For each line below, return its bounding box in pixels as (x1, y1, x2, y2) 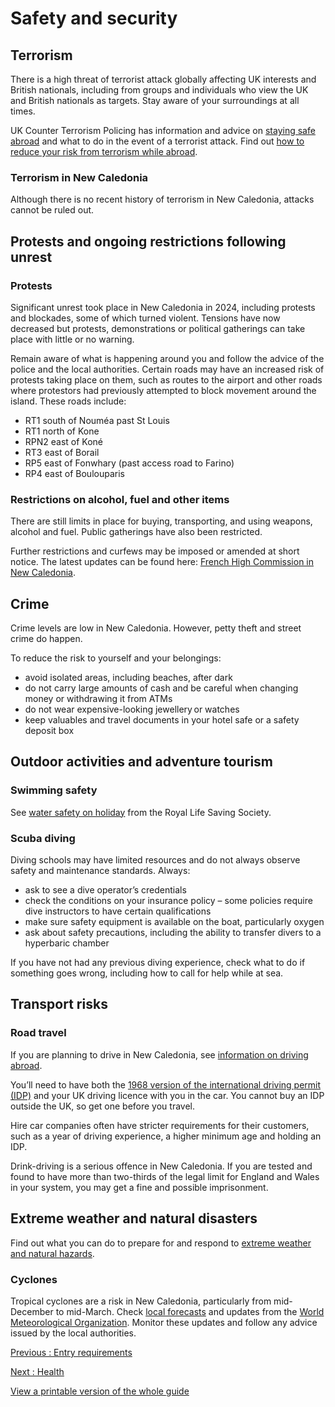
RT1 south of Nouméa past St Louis (24, 414, 170, 426)
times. (10, 105, 36, 117)
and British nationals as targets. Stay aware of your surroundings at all (10, 95, 300, 106)
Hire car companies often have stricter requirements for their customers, (10, 1119, 310, 1131)
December (10, 1305, 54, 1317)
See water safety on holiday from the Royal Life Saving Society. (10, 806, 272, 818)
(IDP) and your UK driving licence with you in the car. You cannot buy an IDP (10, 1089, 325, 1101)
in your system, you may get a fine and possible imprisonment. (10, 1181, 269, 1193)
